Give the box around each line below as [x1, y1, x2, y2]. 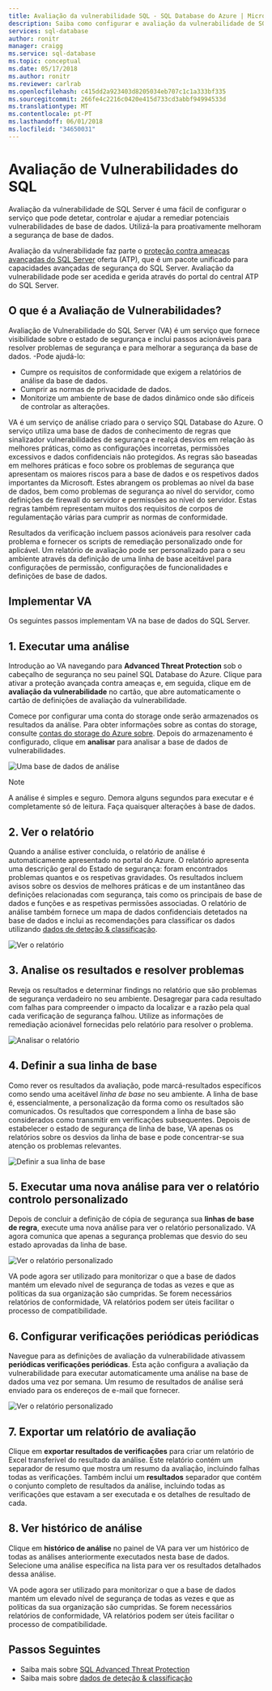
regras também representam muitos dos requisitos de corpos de [8, 503, 223, 513]
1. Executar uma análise [8, 639, 130, 654]
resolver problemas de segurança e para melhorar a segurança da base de [8, 343, 258, 352]
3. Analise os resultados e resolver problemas [8, 964, 244, 977]
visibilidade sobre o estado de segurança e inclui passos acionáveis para [8, 334, 253, 343]
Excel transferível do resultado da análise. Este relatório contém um [8, 1455, 233, 1465]
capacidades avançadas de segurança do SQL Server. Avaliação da [8, 263, 235, 273]
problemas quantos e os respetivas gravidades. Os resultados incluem [8, 872, 244, 882]
